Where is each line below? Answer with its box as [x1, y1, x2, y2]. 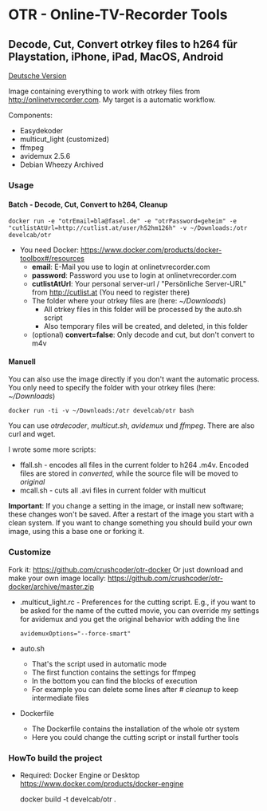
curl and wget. [8, 429, 56, 439]
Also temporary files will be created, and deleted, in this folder [43, 322, 249, 331]
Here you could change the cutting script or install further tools [31, 732, 239, 742]
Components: [8, 110, 53, 120]
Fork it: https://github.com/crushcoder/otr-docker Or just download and [8, 564, 244, 574]
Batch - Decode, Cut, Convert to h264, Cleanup [8, 200, 168, 209]
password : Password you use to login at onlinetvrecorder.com [31, 271, 237, 280]
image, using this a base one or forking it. [8, 527, 145, 536]
